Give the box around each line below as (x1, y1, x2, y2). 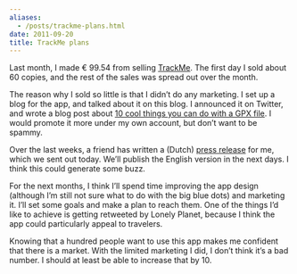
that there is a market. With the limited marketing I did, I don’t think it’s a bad (9, 245, 289, 256)
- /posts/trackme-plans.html (17, 21, 126, 30)
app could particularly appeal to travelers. (9, 219, 163, 229)
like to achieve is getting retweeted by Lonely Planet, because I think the (9, 209, 276, 220)
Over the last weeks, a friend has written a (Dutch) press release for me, (9, 145, 275, 155)
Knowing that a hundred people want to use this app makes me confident (9, 236, 279, 246)
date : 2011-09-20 (9, 29, 74, 38)
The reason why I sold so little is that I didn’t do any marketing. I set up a (9, 89, 276, 100)
